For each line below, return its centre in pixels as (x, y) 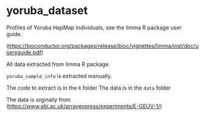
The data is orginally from (39, 100)
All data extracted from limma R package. (58, 64)
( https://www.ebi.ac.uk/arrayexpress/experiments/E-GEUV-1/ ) (84, 106)
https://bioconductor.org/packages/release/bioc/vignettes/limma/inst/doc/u (103, 46)
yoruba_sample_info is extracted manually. (59, 76)
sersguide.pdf (24, 52)
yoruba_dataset (47, 11)
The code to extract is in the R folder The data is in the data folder (88, 88)
